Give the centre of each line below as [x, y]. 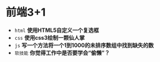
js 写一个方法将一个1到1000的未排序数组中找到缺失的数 [84, 45]
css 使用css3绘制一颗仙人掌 [50, 37]
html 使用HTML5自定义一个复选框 [57, 30]
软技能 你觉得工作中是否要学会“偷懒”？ [62, 52]
